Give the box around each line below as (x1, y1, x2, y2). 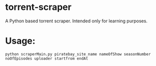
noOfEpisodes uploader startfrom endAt (5, 56, 88, 61)
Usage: (5, 35, 36, 47)
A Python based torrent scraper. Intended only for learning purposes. (5, 18, 147, 24)
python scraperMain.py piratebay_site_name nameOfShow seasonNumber (5, 52, 151, 57)
